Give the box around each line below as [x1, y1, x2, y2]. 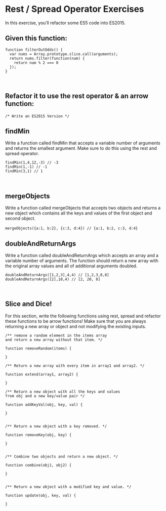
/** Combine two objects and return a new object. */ [5, 454, 119, 459]
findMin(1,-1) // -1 [5, 165, 48, 170]
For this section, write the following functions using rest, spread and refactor [5, 313, 161, 319]
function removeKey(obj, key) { [5, 432, 72, 437]
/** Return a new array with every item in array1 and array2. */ [5, 363, 145, 368]
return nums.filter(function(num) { [9, 56, 85, 61]
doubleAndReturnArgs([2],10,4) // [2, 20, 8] [5, 277, 100, 282]
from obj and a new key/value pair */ [5, 393, 85, 398]
